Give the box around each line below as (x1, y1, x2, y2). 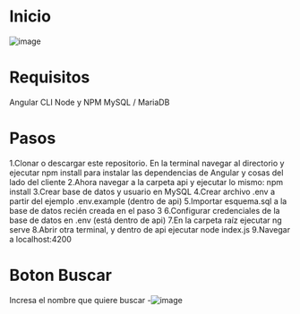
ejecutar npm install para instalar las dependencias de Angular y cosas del (9, 167, 284, 178)
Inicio (9, 6, 52, 27)
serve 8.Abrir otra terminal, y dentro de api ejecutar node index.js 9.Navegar (9, 224, 291, 234)
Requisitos (9, 67, 90, 88)
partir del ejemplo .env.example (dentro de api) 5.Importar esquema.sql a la (9, 195, 287, 207)
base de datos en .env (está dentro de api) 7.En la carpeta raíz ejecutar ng (9, 215, 282, 225)
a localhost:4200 (9, 233, 72, 244)
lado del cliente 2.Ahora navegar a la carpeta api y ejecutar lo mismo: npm (9, 176, 284, 187)
